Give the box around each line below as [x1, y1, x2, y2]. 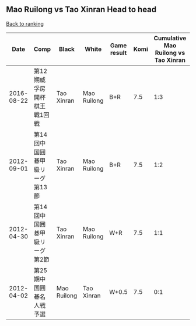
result [110, 48, 127, 57]
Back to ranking [6, 20, 44, 27]
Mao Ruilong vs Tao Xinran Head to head [6, 5, 157, 15]
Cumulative [153, 34, 187, 42]
